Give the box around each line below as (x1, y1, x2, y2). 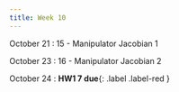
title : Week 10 (9, 13, 67, 23)
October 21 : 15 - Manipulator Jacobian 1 (9, 38, 159, 49)
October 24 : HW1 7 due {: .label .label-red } (9, 73, 171, 84)
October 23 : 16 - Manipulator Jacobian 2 (9, 55, 162, 66)
